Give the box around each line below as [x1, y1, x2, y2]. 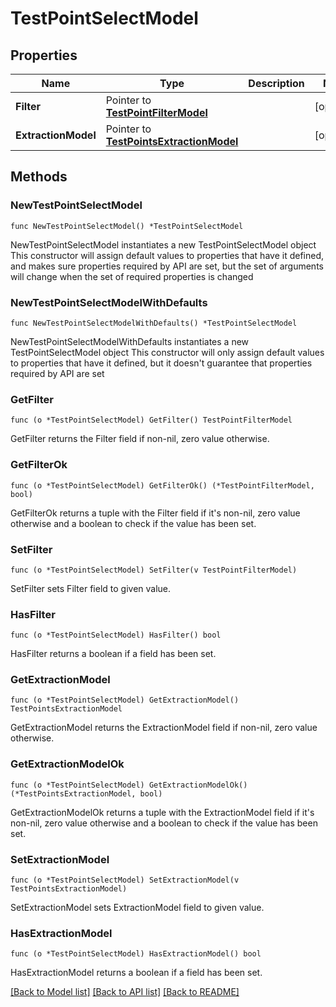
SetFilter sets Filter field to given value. [10, 582, 172, 594]
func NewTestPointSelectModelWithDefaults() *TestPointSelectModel [10, 318, 298, 328]
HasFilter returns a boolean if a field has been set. [10, 648, 217, 660]
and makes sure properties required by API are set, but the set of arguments [10, 260, 324, 272]
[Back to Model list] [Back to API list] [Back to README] [10, 986, 240, 998]
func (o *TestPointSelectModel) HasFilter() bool [10, 630, 222, 641]
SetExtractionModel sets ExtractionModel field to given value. [10, 902, 265, 914]
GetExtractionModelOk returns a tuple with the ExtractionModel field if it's [10, 806, 315, 818]
